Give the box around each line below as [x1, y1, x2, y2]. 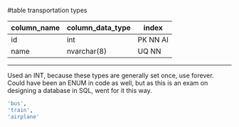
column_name [11, 23, 60, 33]
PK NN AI [137, 35, 169, 45]
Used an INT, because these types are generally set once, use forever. [7, 71, 215, 79]
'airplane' [7, 113, 40, 120]
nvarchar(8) [66, 46, 107, 56]
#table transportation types [7, 6, 87, 14]
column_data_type [66, 23, 132, 33]
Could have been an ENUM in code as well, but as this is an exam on [7, 79, 208, 87]
